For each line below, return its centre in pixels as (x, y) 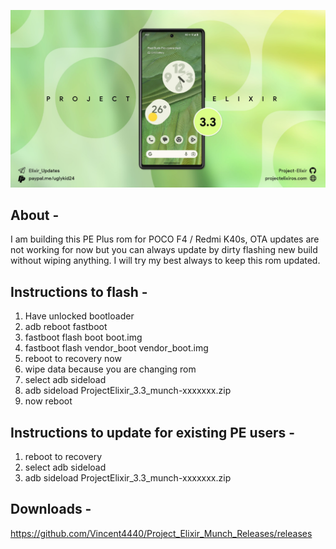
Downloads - (51, 509)
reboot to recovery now (73, 359)
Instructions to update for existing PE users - (153, 432)
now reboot (48, 401)
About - (35, 215)
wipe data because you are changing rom (110, 369)
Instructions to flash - (79, 291)
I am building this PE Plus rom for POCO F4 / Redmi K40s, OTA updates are (165, 239)
